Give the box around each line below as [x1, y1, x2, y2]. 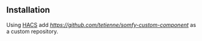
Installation [6, 5, 50, 15]
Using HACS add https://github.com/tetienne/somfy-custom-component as [6, 21, 196, 28]
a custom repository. [6, 28, 59, 35]
